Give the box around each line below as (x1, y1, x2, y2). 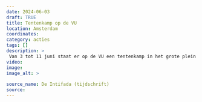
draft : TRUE (6, 14, 36, 20)
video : (6, 59, 23, 65)
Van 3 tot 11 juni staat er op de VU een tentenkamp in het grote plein (8, 53, 197, 59)
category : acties (6, 37, 50, 43)
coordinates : (6, 31, 39, 37)
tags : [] (6, 43, 28, 49)
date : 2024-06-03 (6, 8, 50, 15)
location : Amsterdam (6, 25, 59, 32)
